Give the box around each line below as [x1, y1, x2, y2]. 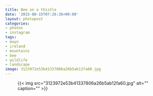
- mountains [5, 48, 30, 53]
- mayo [5, 39, 19, 44]
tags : [5, 35, 16, 40]
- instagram [5, 30, 30, 35]
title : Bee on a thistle [5, 7, 57, 12]
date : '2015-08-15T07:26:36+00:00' [5, 12, 79, 17]
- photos [5, 26, 23, 31]
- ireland [5, 44, 26, 49]
